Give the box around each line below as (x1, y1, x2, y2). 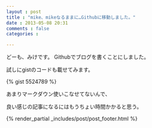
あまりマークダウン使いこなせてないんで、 (6, 90, 111, 97)
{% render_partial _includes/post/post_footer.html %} (6, 115, 138, 123)
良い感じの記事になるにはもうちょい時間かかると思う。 (6, 103, 142, 111)
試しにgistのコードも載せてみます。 (6, 66, 94, 74)
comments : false (6, 25, 50, 32)
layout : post (6, 8, 42, 15)
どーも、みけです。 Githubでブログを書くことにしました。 (6, 53, 150, 60)
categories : (6, 31, 39, 37)
